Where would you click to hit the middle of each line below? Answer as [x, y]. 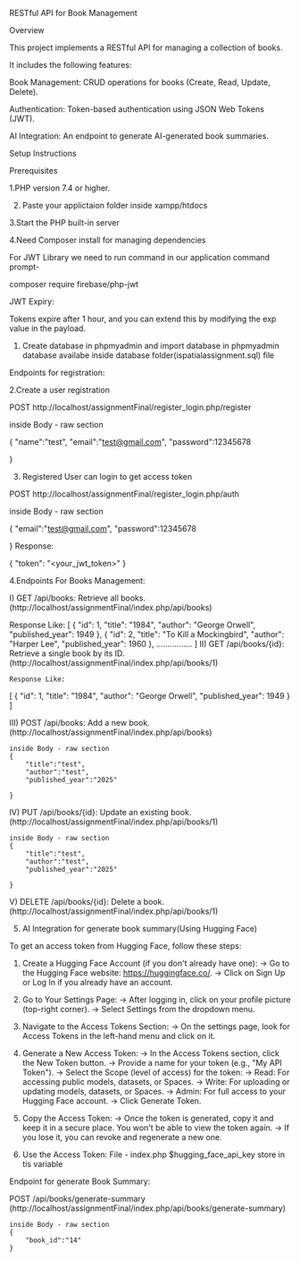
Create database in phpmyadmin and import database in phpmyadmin [150, 345]
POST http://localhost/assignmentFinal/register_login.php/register [130, 407]
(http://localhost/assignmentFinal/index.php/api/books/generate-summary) [147, 1208]
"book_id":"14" [54, 1240]
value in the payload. [48, 328]
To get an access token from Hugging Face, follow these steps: [125, 946]
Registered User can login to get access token [107, 477]
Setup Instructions [43, 153]
